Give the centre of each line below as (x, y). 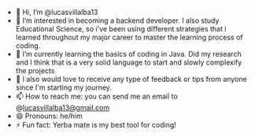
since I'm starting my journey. (64, 87)
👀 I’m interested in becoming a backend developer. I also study (117, 20)
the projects (35, 70)
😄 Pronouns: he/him (49, 116)
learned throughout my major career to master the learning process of (129, 37)
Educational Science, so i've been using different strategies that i (121, 29)
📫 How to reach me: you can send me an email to (97, 96)
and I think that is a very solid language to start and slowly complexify (129, 62)
